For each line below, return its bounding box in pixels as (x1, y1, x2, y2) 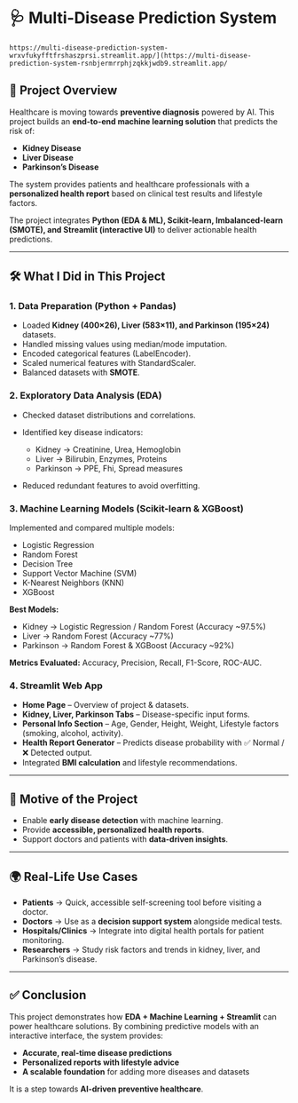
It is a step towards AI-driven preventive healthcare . (9, 1083, 204, 1094)
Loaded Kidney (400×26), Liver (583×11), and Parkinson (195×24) (21, 320, 271, 330)
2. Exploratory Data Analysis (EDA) (9, 389, 162, 401)
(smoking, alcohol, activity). (21, 728, 124, 739)
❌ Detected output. (21, 748, 93, 758)
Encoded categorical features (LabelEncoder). (21, 348, 192, 359)
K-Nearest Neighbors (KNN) (21, 577, 125, 588)
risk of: (9, 125, 35, 136)
